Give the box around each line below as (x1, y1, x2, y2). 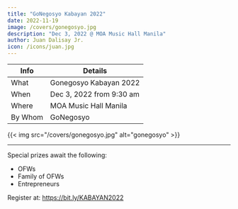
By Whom (11, 113, 44, 122)
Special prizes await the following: (7, 151, 108, 159)
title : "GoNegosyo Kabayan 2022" (7, 10, 106, 18)
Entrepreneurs (17, 180, 60, 188)
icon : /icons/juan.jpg (7, 43, 74, 50)
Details (82, 66, 108, 75)
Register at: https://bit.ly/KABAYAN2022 (7, 193, 124, 202)
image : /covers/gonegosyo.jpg (7, 23, 97, 30)
